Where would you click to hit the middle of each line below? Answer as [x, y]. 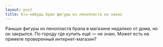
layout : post [19, 10]
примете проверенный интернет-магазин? [51, 39]
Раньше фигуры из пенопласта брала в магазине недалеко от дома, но [81, 28]
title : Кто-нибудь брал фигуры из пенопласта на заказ [64, 14]
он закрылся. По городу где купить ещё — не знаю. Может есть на [77, 34]
